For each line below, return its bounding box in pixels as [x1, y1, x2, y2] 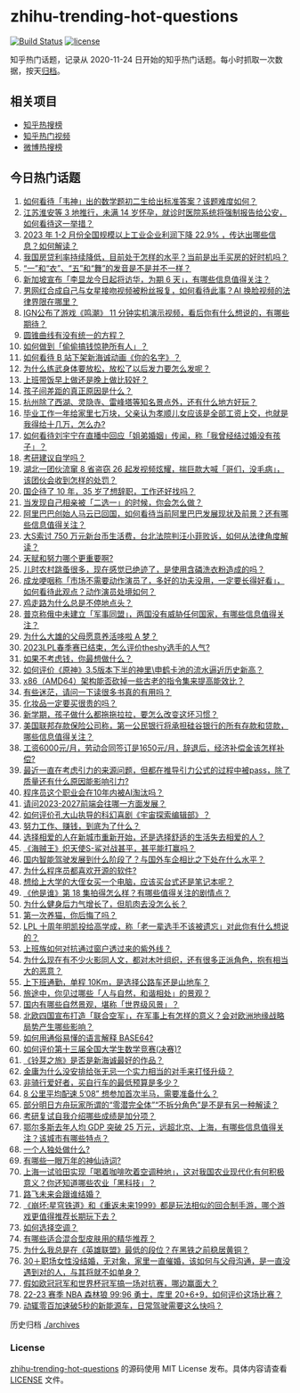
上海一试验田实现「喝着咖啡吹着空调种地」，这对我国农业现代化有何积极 [22, 1166, 285, 1177]
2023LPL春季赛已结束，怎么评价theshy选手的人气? [22, 642, 210, 652]
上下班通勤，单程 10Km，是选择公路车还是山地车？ [22, 976, 210, 987]
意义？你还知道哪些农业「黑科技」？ [22, 1177, 157, 1188]
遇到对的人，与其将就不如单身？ [22, 1266, 141, 1277]
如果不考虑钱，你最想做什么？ [22, 653, 133, 664]
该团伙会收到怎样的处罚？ [22, 475, 118, 485]
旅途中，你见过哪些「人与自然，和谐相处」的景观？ [22, 988, 211, 999]
